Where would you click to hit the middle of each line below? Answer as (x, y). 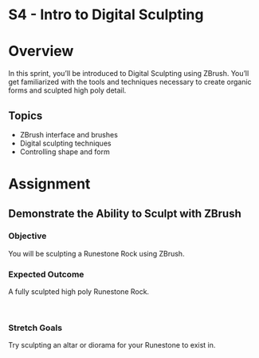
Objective (27, 236)
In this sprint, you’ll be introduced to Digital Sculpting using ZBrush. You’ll (129, 74)
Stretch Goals (35, 328)
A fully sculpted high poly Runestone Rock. (79, 292)
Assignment (49, 184)
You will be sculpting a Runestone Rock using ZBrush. (96, 253)
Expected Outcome (46, 274)
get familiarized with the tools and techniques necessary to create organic (130, 82)
